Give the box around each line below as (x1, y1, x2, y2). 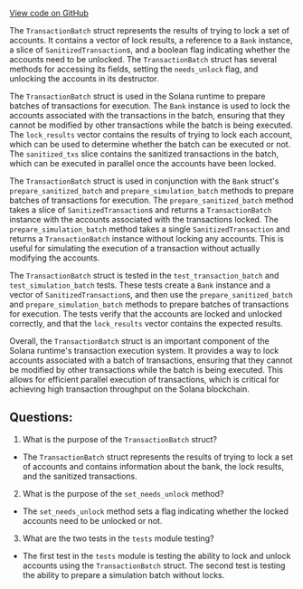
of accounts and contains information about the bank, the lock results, (22, 461, 285, 471)
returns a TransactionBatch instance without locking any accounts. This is (9, 233, 285, 243)
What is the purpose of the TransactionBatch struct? (22, 433, 217, 444)
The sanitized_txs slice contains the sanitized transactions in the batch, (9, 148, 279, 159)
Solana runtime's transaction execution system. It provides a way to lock (9, 346, 279, 356)
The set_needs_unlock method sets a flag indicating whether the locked (22, 506, 289, 517)
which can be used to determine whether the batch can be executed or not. (9, 139, 291, 149)
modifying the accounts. (9, 252, 100, 263)
